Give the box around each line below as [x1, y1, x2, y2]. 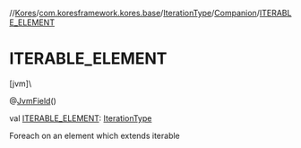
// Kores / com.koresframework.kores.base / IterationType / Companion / [9, 8, 260, 18]
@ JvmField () [9, 95, 56, 106]
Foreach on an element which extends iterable [9, 130, 181, 141]
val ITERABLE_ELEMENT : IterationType [9, 112, 152, 124]
